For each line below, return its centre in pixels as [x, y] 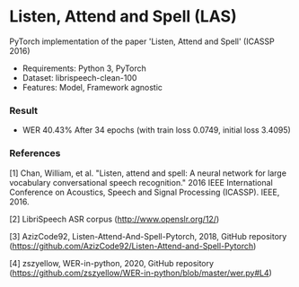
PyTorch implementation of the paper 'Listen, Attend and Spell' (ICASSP [142, 41]
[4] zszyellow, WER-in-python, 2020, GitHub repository [111, 263]
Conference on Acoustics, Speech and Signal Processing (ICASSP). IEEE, [145, 192]
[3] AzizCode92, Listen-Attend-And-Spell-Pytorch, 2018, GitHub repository [148, 236]
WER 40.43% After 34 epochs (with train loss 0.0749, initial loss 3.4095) [157, 130]
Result [24, 110]
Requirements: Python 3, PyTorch [84, 68]
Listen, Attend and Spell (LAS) [123, 17]
